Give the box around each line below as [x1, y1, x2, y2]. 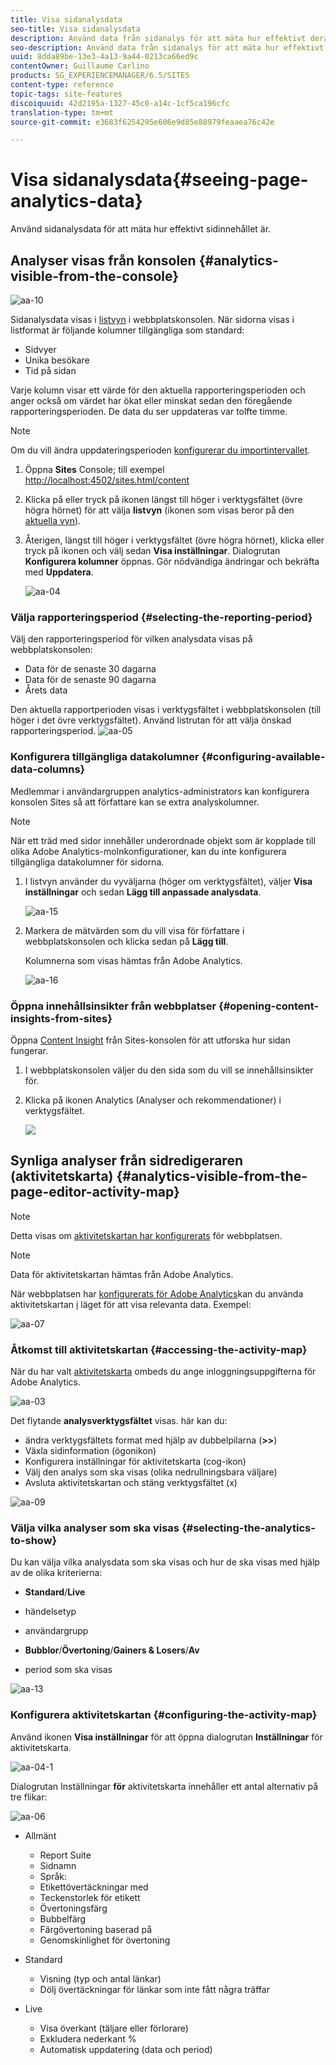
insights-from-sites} [10, 1011, 113, 1025]
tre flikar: [10, 1791, 48, 1803]
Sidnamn [39, 1859, 77, 1871]
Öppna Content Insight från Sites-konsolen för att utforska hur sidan [10, 1034, 291, 1046]
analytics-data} [10, 190, 143, 213]
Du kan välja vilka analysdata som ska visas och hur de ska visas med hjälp [10, 1556, 320, 1568]
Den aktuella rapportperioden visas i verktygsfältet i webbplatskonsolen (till [10, 704, 322, 716]
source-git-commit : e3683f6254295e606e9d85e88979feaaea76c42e [10, 117, 275, 127]
